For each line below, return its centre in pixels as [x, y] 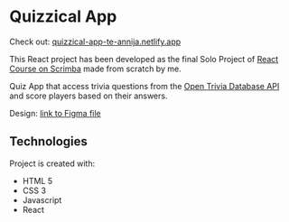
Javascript [42, 199]
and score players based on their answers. [89, 96]
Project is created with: [52, 163]
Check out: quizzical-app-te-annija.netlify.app [95, 42]
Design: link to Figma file [55, 113]
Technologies [49, 142]
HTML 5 [37, 180]
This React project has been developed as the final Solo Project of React [144, 59]
